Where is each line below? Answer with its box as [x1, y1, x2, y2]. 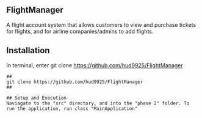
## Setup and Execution [6, 95, 67, 101]
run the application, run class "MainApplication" [6, 105, 138, 112]
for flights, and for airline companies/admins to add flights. [6, 28, 154, 35]
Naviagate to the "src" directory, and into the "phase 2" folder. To [6, 100, 190, 106]
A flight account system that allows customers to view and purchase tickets [6, 21, 197, 28]
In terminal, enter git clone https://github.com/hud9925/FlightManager [6, 61, 183, 69]
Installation [6, 45, 50, 56]
